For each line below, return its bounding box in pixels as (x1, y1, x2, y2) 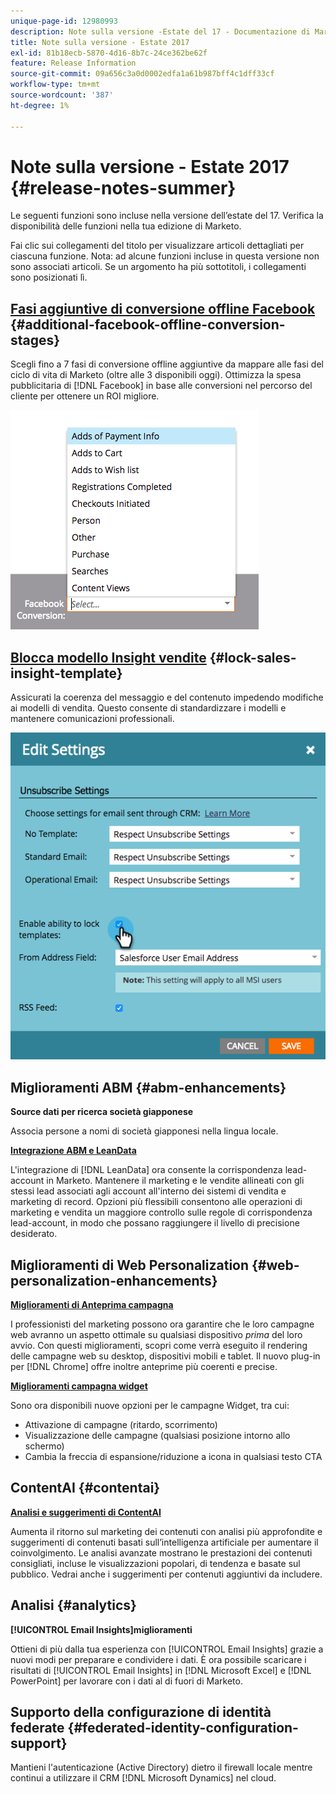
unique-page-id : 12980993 (10, 16, 118, 26)
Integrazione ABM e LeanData (10, 1145, 137, 1157)
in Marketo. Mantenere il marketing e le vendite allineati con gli (46, 1175, 305, 1187)
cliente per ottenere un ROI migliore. (10, 390, 160, 402)
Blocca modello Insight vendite (10, 649, 207, 666)
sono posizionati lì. (10, 271, 88, 284)
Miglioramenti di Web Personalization (10, 1256, 250, 1274)
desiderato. (10, 1228, 58, 1240)
